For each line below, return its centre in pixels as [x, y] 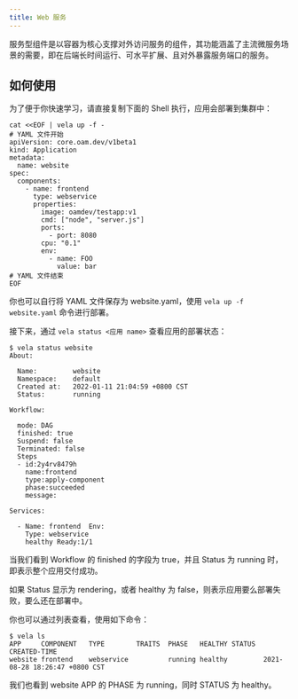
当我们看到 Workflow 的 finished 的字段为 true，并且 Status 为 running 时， [146, 560]
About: [21, 356]
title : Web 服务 [38, 17]
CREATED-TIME [33, 652]
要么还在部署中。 [55, 601]
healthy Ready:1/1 [59, 542]
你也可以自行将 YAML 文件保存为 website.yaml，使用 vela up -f [126, 302]
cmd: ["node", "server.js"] [93, 220]
